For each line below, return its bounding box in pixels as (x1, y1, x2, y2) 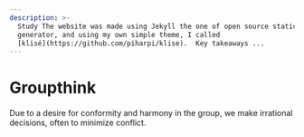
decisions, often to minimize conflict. (9, 117, 147, 128)
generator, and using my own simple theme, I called (17, 30, 221, 39)
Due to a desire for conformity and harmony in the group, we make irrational (9, 108, 293, 119)
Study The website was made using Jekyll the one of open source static (17, 22, 298, 31)
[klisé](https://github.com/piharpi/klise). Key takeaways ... (17, 38, 265, 48)
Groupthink (9, 78, 97, 98)
